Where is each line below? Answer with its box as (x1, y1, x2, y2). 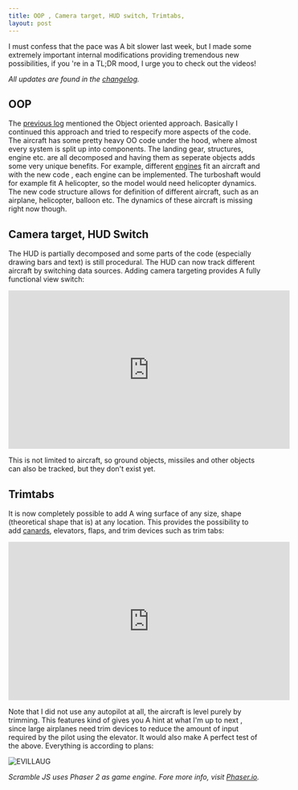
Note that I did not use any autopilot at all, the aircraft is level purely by (8, 706, 242, 716)
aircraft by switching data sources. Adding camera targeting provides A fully (8, 266, 261, 276)
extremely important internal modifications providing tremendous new (8, 50, 239, 60)
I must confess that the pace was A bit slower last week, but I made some (8, 41, 251, 51)
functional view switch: (8, 274, 85, 284)
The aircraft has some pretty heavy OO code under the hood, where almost (8, 136, 257, 146)
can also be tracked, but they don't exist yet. (8, 464, 156, 474)
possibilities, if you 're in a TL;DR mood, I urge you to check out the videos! (8, 58, 257, 68)
